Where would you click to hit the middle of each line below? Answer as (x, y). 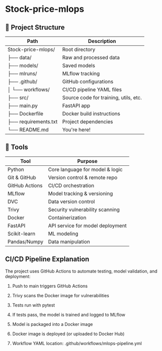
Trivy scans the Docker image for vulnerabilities (61, 295)
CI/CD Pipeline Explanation (47, 259)
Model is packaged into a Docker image (52, 324)
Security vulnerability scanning (84, 209)
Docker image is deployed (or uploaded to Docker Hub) (68, 334)
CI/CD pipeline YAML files (92, 90)
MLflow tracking (81, 74)
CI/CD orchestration (71, 185)
